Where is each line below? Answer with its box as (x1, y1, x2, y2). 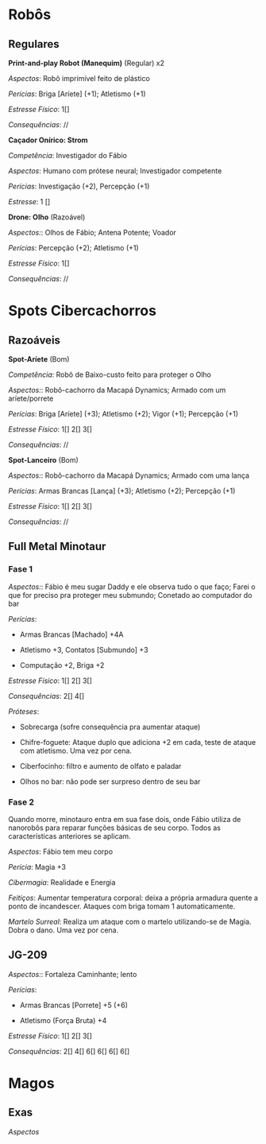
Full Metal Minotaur (8, 540, 106, 553)
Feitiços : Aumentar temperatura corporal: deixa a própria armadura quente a (8, 893, 258, 902)
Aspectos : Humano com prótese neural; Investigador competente (8, 166, 222, 176)
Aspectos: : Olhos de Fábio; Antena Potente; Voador (8, 228, 177, 237)
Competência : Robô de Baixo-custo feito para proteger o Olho (8, 370, 212, 379)
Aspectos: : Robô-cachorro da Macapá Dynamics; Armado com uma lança (8, 471, 250, 480)
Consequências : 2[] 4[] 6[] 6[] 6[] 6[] (8, 1046, 130, 1056)
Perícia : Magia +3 (8, 862, 66, 871)
